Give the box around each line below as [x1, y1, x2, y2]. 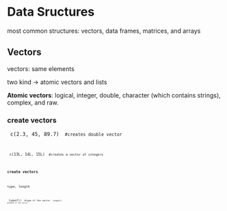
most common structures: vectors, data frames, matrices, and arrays [7, 27, 201, 35]
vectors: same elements [7, 64, 75, 72]
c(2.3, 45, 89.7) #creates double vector [10, 131, 122, 138]
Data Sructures [7, 4, 95, 20]
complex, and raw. [7, 98, 59, 107]
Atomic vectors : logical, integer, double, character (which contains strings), [7, 91, 221, 99]
